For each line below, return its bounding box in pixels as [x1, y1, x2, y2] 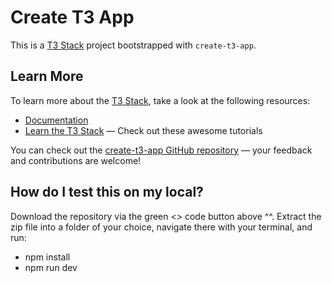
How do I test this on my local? [10, 184, 204, 201]
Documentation [24, 114, 89, 126]
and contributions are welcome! [10, 154, 142, 166]
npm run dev [24, 261, 78, 273]
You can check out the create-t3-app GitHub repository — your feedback [10, 144, 313, 156]
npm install [24, 251, 71, 263]
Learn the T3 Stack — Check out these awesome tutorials [24, 124, 263, 136]
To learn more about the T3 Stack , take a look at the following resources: [10, 94, 311, 106]
